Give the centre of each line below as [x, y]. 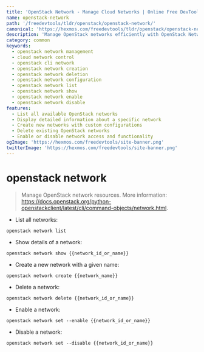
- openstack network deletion [50, 74]
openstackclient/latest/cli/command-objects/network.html [94, 208]
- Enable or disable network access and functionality [83, 137]
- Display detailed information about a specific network [87, 119]
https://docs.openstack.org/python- [66, 201]
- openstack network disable [49, 102]
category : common [28, 40]
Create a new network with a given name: [67, 264]
